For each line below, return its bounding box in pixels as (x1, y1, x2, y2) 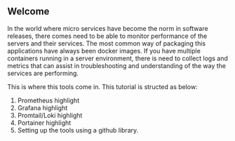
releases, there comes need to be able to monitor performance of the (7, 32, 208, 40)
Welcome (7, 6, 50, 18)
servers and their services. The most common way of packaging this (7, 39, 206, 48)
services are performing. (7, 69, 79, 77)
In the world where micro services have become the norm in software (7, 24, 208, 32)
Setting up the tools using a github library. (17, 126, 139, 134)
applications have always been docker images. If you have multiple (7, 46, 201, 55)
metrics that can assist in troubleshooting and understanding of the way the (7, 61, 227, 69)
